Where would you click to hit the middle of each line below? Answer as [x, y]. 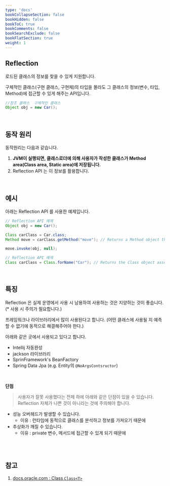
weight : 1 [16, 43]
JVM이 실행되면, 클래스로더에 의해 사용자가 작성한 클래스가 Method [79, 158]
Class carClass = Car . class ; [36, 235]
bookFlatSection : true [29, 38]
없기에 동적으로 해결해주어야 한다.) [50, 326]
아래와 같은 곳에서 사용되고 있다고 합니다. [46, 337]
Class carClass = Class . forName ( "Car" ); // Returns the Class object [80, 263]
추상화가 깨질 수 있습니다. [38, 426]
